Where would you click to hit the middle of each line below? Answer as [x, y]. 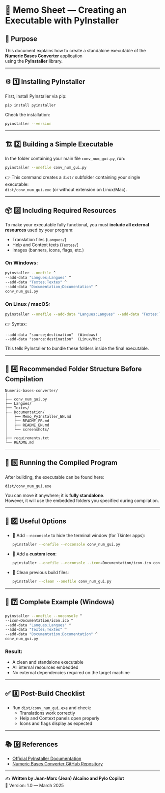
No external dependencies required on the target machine [71, 673]
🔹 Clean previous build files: [41, 573]
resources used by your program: [39, 230]
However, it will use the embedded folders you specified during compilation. [82, 501]
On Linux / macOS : [28, 304]
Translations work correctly [47, 713]
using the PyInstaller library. [34, 61]
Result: [14, 651]
